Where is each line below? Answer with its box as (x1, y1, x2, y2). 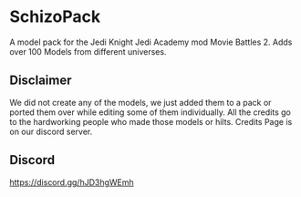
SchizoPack (9, 6, 101, 27)
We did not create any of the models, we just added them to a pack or (9, 97, 272, 108)
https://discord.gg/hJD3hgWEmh (9, 176, 134, 188)
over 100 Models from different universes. (9, 46, 167, 57)
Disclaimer (9, 73, 72, 88)
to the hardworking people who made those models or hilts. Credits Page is (9, 116, 293, 127)
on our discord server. (9, 126, 93, 137)
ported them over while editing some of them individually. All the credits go (9, 107, 292, 118)
